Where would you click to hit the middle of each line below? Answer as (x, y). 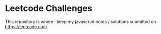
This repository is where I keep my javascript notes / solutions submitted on (80, 22)
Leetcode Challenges (49, 8)
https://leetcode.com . (27, 26)
